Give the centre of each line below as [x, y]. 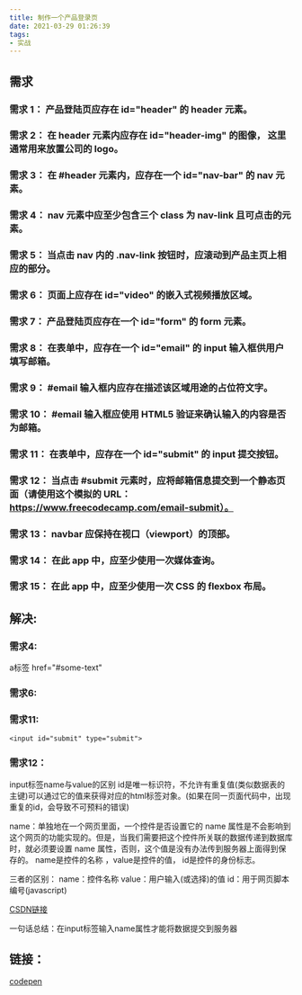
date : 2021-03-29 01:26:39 [60, 26]
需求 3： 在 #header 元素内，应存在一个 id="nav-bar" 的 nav [142, 175]
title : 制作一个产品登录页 [54, 18]
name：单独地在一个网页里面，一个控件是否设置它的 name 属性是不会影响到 [150, 826]
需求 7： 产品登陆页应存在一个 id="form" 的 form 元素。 [130, 322]
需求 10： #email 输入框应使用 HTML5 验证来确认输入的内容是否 [148, 414]
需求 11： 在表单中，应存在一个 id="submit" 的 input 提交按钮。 [147, 453]
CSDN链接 [28, 909]
